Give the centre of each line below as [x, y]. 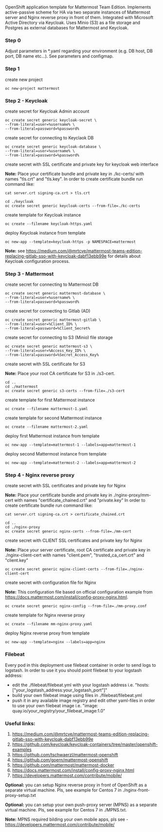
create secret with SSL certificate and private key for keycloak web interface [82, 164]
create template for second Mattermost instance [54, 418]
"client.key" [17, 560]
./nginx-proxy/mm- [132, 495]
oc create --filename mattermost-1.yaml [47, 409]
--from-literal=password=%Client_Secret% [48, 329]
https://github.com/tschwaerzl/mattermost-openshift [65, 755]
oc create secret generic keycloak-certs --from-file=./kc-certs [72, 206]
